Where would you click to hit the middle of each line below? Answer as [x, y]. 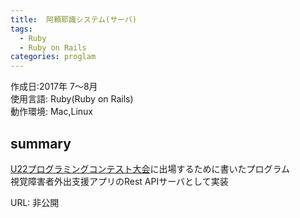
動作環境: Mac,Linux [52, 112]
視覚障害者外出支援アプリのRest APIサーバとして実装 [119, 181]
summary [41, 143]
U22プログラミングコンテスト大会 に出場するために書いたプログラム [150, 168]
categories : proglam [53, 57]
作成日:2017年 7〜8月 [54, 87]
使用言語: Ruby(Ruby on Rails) [72, 99]
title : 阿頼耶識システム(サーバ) [73, 19]
